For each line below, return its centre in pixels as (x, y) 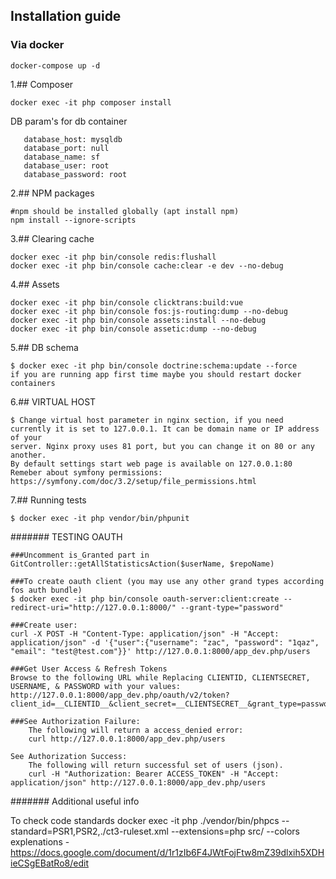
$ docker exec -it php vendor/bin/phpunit (100, 518)
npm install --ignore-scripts (73, 220)
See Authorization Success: (69, 756)
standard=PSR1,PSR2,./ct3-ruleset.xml (89, 831)
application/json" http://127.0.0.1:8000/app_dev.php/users (138, 782)
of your (26, 437)
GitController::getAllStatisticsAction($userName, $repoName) (142, 564)
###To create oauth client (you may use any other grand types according (167, 581)
